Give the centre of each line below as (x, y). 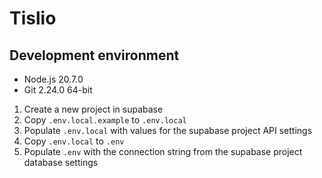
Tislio (33, 18)
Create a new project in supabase (93, 109)
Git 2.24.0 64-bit (58, 90)
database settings (61, 162)
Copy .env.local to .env (74, 141)
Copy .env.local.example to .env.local (105, 120)
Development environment (94, 55)
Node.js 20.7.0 (53, 79)
